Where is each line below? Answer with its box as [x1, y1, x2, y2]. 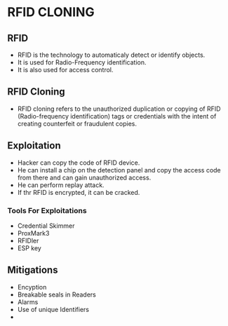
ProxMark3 [17, 229, 50, 237]
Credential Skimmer [17, 222, 75, 230]
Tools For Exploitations [7, 205, 87, 215]
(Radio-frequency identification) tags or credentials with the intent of [17, 111, 217, 120]
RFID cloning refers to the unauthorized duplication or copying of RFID [17, 104, 221, 113]
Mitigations [7, 264, 58, 276]
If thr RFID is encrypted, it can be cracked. [17, 188, 140, 196]
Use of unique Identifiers [17, 305, 90, 313]
